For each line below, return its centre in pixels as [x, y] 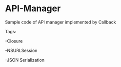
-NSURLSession [21, 50]
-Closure [14, 41]
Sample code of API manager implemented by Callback [60, 22]
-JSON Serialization [25, 60]
